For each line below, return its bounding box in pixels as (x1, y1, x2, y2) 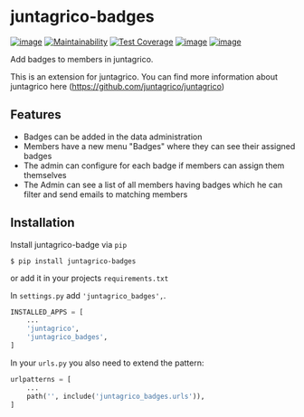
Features (10, 107, 62, 123)
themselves (23, 169, 67, 180)
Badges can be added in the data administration (23, 131, 203, 142)
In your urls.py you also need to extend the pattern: (10, 357, 204, 368)
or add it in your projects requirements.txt (10, 272, 169, 283)
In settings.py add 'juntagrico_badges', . (10, 289, 166, 300)
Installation (10, 215, 75, 231)
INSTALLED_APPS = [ (10, 308, 84, 317)
